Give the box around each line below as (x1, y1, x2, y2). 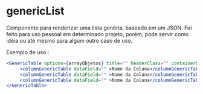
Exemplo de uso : (6, 48, 50, 55)
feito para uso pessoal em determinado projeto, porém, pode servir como (6, 30, 189, 37)
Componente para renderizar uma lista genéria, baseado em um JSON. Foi (6, 24, 192, 31)
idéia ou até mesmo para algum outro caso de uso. (6, 37, 133, 44)
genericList (6, 4, 65, 18)
